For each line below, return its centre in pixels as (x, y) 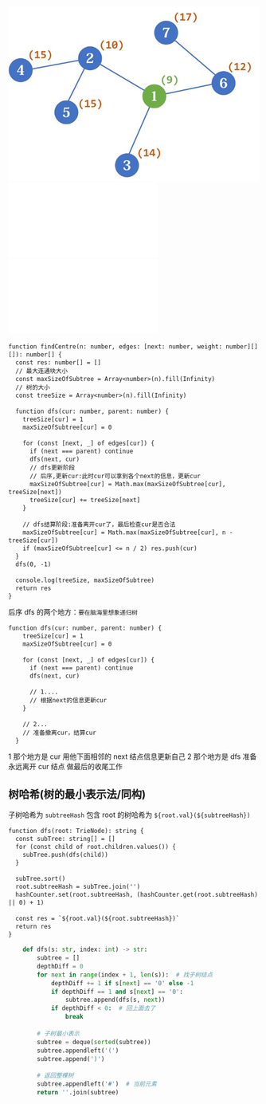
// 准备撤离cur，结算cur (60, 733)
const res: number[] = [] (59, 363)
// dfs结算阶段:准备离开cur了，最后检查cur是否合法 (99, 524)
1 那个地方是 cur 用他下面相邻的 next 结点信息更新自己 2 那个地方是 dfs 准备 (133, 756)
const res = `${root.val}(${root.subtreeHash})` (98, 919)
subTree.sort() (41, 879)
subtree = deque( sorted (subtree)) (94, 1042)
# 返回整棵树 (55, 1076)
